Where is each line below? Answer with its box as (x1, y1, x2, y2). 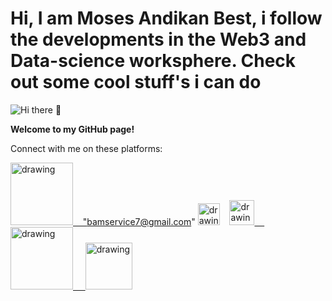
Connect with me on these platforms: (10, 142, 163, 154)
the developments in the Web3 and (10, 28, 307, 51)
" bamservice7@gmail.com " (82, 215, 196, 227)
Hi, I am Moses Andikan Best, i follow (10, 7, 323, 30)
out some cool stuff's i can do (10, 71, 262, 94)
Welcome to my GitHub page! (10, 123, 135, 135)
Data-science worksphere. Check (10, 50, 297, 72)
